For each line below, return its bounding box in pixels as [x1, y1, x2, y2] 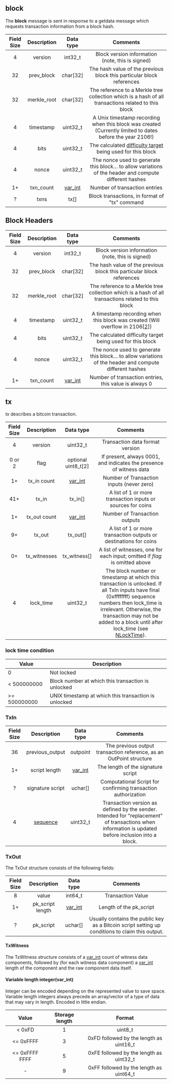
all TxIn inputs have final [101, 586, 160, 594]
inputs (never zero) [107, 481, 154, 488]
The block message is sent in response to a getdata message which [5, 17, 149, 24]
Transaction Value [104, 892, 148, 899]
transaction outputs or [104, 531, 158, 539]
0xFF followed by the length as [88, 1064, 162, 1071]
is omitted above [111, 559, 151, 566]
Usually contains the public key [89, 915, 164, 922]
